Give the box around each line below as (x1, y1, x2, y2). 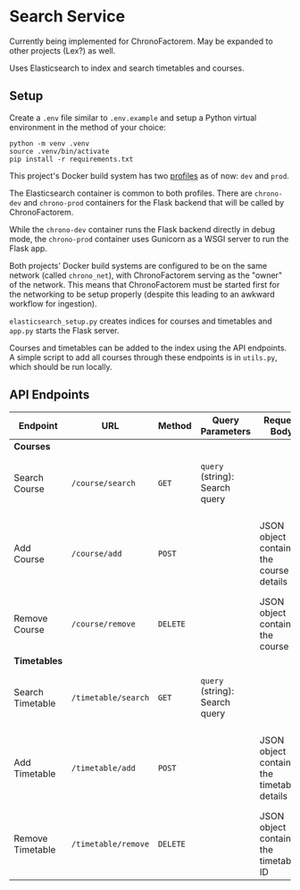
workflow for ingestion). (9, 298, 97, 309)
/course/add (71, 548, 122, 558)
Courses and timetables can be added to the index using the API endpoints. (9, 342, 287, 353)
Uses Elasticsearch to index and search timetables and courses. (9, 63, 245, 73)
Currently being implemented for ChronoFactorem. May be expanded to (9, 36, 274, 46)
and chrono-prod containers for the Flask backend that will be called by (23, 197, 285, 207)
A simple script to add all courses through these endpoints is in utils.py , (9, 351, 279, 363)
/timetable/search (71, 693, 150, 702)
